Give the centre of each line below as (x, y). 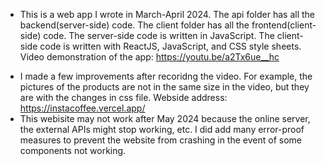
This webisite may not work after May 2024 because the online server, (165, 118)
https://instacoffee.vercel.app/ (82, 108)
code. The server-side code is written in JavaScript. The (159, 35)
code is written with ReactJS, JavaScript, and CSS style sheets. (170, 46)
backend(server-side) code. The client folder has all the (134, 25)
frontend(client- (284, 25)
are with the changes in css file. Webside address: (123, 97)
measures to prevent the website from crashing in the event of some (160, 140)
